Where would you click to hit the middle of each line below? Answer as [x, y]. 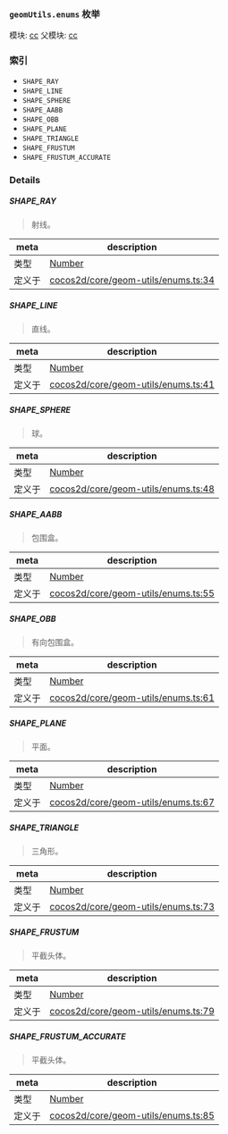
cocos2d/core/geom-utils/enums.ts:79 [132, 1012]
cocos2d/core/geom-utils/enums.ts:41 [132, 384]
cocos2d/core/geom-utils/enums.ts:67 [132, 802]
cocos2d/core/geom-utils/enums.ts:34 [132, 281]
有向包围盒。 [55, 643]
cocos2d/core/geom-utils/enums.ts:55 [132, 593]
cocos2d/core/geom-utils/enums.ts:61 [132, 698]
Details [25, 180]
